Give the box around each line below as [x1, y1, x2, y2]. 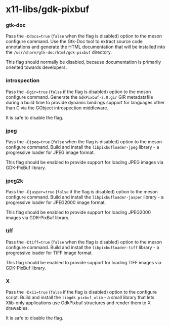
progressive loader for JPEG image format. [6, 149, 95, 155]
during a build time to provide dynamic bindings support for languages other [6, 99, 165, 105]
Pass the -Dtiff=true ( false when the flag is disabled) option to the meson [6, 239, 162, 245]
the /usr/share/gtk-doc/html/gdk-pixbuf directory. [6, 49, 112, 55]
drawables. [6, 305, 29, 311]
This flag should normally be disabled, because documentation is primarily [6, 59, 161, 65]
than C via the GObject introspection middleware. [6, 105, 108, 111]
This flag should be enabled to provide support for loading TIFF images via [6, 259, 161, 265]
